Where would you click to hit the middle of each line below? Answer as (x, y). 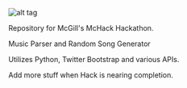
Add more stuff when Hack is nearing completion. (91, 75)
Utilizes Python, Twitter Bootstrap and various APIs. (94, 59)
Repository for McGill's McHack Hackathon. (81, 28)
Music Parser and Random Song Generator (79, 44)
